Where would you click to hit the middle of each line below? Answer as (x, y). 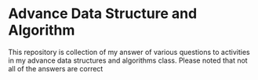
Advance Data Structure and (103, 14)
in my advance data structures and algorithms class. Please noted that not (128, 60)
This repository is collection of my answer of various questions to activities (129, 52)
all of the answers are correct (56, 68)
